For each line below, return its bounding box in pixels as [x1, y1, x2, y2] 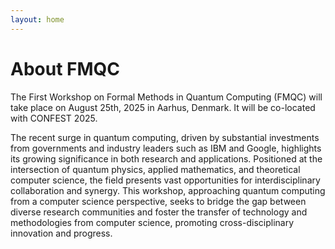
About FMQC [10, 57, 121, 80]
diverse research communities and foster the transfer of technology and [10, 206, 308, 218]
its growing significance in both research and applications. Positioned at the [10, 152, 323, 165]
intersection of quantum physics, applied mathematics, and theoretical [10, 163, 301, 175]
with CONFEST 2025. [10, 112, 98, 124]
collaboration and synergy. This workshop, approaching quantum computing [10, 184, 326, 196]
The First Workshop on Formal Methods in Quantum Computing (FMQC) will [10, 91, 323, 103]
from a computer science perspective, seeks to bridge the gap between [10, 195, 307, 207]
